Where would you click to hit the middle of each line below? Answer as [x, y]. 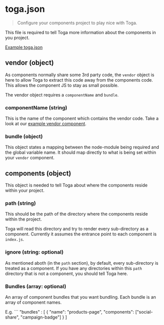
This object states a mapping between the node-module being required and [82, 147]
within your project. [25, 190]
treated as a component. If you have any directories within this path [74, 268]
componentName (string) [36, 107]
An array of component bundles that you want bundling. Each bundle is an [81, 297]
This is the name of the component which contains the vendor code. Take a [82, 118]
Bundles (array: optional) [36, 286]
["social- [144, 312]
